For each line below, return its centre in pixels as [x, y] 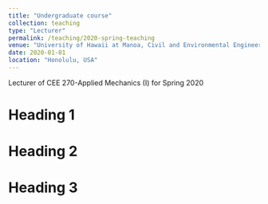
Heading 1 [42, 115]
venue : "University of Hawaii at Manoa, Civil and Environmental [119, 45]
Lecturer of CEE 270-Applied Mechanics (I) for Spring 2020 [106, 82]
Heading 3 [43, 188]
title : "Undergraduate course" [60, 16]
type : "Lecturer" [37, 30]
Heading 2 [43, 151]
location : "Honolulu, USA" [53, 61]
